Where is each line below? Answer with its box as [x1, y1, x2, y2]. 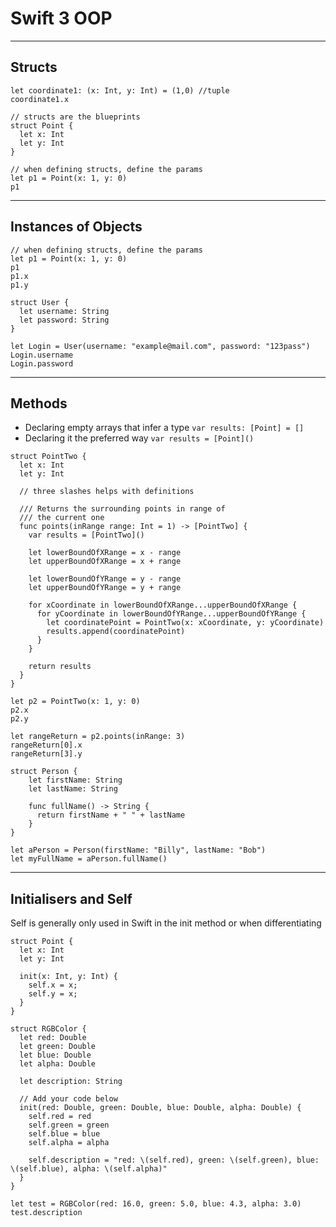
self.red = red [28, 1112, 92, 1122]
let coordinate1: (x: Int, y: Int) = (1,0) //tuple [10, 85, 230, 96]
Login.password [10, 358, 74, 369]
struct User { [10, 297, 70, 307]
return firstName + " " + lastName [36, 810, 186, 821]
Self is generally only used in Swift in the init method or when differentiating [10, 917, 322, 929]
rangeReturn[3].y [10, 749, 83, 759]
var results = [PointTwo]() [28, 530, 145, 541]
